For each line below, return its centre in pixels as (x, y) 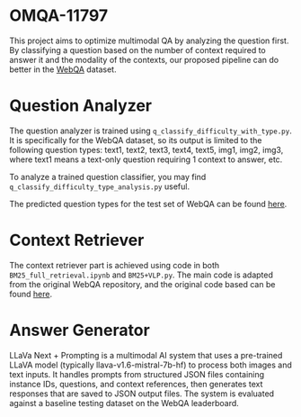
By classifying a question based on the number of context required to (138, 50)
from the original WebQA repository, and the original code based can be (142, 284)
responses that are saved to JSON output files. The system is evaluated (142, 394)
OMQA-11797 (59, 16)
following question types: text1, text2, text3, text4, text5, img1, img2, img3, (146, 150)
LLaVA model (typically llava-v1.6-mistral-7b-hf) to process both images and (150, 365)
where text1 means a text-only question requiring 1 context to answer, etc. (146, 159)
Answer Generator (80, 331)
